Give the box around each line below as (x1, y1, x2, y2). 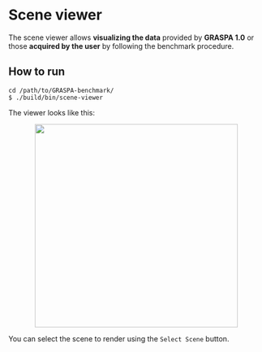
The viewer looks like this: (8, 107, 96, 117)
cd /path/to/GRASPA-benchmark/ (8, 86, 114, 94)
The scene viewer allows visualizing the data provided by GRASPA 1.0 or (8, 33, 255, 42)
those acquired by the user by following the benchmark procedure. (8, 41, 234, 50)
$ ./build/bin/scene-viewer (8, 93, 104, 102)
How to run (8, 65, 66, 79)
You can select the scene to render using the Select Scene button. (8, 333, 230, 343)
